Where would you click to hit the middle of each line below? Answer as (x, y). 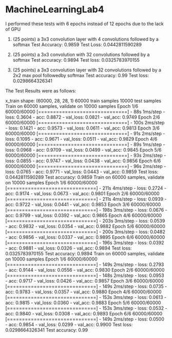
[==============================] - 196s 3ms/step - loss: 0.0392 (85, 242)
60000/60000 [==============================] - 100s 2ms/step (85, 122)
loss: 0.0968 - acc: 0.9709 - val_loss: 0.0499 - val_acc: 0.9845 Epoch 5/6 (83, 149)
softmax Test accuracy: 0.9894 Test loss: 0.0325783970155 (76, 60)
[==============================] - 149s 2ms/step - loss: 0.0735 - (86, 286)
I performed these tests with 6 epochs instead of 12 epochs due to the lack (84, 24)
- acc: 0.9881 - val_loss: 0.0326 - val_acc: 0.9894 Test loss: (69, 248)
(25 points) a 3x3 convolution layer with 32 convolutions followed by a (87, 70)
